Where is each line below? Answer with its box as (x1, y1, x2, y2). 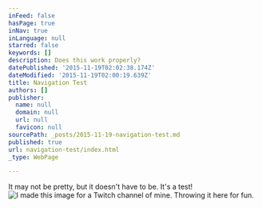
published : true (8, 138, 62, 146)
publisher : (8, 94, 45, 102)
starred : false (8, 42, 59, 50)
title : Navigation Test (8, 78, 88, 86)
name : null (15, 101, 52, 109)
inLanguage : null (8, 34, 66, 42)
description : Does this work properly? (8, 57, 141, 65)
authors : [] (8, 86, 48, 94)
